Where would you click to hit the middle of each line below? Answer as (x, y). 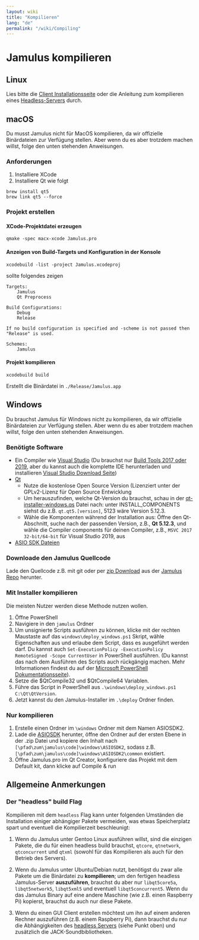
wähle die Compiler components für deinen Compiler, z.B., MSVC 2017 (108, 530)
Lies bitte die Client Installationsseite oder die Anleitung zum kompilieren (95, 94)
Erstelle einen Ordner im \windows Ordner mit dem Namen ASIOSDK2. (99, 728)
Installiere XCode (36, 175)
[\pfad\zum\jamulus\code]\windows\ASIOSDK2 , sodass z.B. (85, 747)
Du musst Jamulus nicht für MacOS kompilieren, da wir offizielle (85, 134)
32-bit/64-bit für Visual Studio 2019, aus (75, 536)
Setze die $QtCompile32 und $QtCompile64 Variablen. (82, 681)
